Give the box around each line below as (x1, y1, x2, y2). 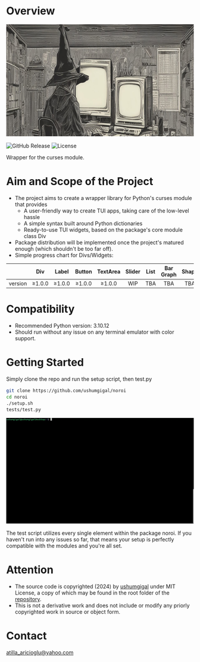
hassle (23, 213, 40, 220)
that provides (14, 201, 48, 208)
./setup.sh (6, 400, 33, 407)
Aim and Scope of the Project (6, 175, 154, 189)
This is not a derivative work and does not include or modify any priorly (14, 602, 190, 609)
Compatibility (6, 303, 75, 316)
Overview (6, 4, 55, 18)
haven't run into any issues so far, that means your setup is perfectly (6, 536, 174, 543)
